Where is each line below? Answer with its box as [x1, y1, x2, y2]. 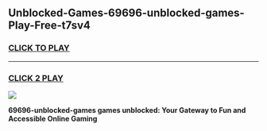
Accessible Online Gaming [8, 114, 98, 123]
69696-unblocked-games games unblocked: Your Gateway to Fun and [8, 105, 246, 114]
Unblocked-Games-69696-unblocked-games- [8, 6, 245, 20]
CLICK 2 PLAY [8, 72, 64, 83]
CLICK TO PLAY [8, 43, 70, 54]
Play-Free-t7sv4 [8, 19, 91, 33]
